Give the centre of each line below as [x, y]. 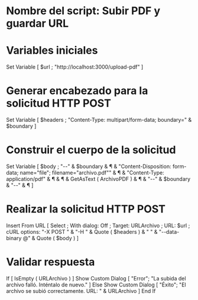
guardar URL [38, 23]
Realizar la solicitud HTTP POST [86, 209]
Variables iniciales [52, 51]
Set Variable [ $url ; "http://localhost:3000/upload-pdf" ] [75, 67]
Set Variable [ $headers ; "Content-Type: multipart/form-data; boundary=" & [99, 120]
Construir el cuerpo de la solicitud [91, 150]
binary [14, 238]
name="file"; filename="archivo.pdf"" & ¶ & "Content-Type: [92, 172]
